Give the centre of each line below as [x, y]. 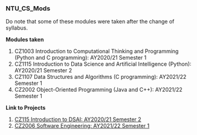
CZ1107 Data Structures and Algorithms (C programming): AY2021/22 [100, 77]
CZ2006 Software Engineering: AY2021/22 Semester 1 [82, 126]
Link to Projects [26, 108]
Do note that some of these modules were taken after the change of [90, 22]
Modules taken [25, 40]
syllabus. [17, 28]
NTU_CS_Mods [28, 8]
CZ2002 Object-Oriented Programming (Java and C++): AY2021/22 [98, 90]
